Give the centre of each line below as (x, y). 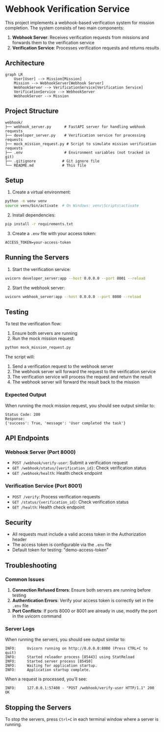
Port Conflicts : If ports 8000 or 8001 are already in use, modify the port (85, 611)
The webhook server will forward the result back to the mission (76, 382)
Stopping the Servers (38, 707)
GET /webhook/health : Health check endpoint (57, 473)
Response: (15, 419)
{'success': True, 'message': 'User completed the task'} (65, 423)
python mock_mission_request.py (38, 348)
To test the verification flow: (33, 324)
